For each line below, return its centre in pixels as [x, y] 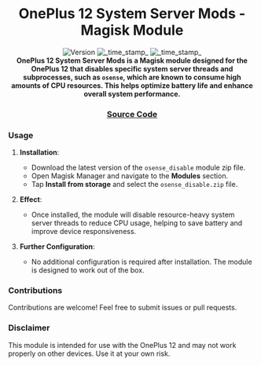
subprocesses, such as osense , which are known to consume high [132, 77]
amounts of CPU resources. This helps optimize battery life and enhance [132, 85]
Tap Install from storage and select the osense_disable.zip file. [134, 185]
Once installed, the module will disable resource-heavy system [133, 215]
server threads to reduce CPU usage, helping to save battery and [137, 223]
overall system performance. [132, 93]
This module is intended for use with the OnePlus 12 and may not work [122, 345]
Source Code [132, 114]
